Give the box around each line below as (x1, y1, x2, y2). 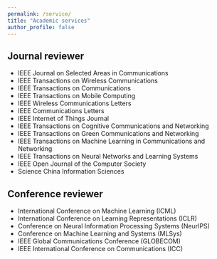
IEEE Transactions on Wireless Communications (17, 76, 158, 85)
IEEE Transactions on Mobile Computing (17, 92, 136, 100)
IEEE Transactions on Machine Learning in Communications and (17, 137, 206, 146)
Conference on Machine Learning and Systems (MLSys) (17, 229, 183, 238)
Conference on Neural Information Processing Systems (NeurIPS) (17, 222, 210, 230)
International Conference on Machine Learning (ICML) (17, 207, 176, 215)
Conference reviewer (7, 188, 103, 200)
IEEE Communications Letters (17, 107, 105, 115)
